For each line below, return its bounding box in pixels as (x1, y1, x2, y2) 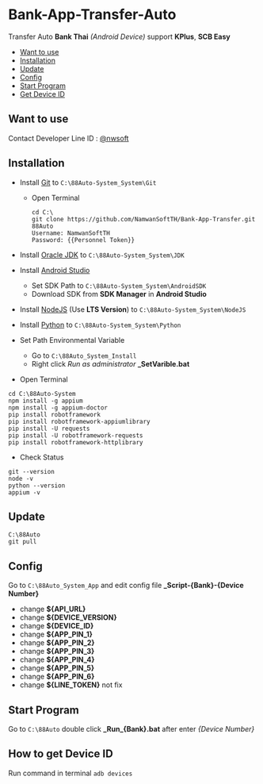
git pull (8, 538, 37, 546)
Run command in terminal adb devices (8, 768, 133, 778)
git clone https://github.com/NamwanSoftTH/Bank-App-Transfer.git (31, 215, 256, 223)
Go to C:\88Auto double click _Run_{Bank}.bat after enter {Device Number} (8, 724, 255, 733)
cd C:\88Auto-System (8, 390, 77, 398)
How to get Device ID (8, 747, 113, 761)
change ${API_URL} (19, 605, 86, 614)
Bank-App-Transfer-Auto (8, 6, 177, 24)
